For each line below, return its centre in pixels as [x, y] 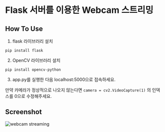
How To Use [24, 28]
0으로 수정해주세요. [33, 96]
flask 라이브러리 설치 [33, 41]
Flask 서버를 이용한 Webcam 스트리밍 [79, 10]
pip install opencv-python [33, 70]
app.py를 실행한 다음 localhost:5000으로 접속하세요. [64, 79]
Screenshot [24, 112]
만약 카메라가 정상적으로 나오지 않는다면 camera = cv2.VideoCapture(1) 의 [78, 90]
